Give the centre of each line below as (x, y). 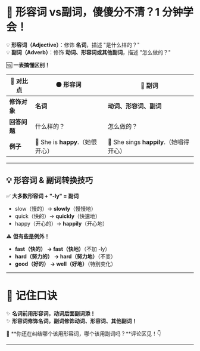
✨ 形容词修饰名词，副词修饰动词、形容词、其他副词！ (72, 321)
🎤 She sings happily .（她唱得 (149, 142)
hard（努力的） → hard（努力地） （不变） (65, 256)
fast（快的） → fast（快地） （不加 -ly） (62, 249)
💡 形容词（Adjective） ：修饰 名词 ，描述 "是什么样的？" (73, 45)
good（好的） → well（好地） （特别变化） (65, 264)
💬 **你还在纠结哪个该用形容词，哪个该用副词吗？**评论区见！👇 (84, 333)
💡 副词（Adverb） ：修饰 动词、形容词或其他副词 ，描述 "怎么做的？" (88, 52)
